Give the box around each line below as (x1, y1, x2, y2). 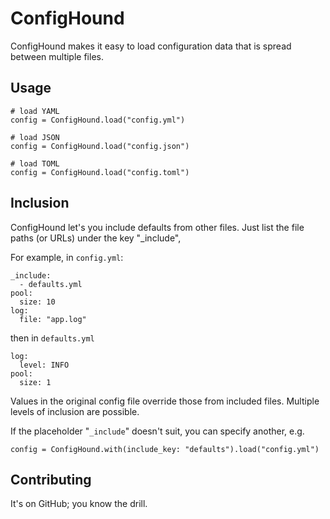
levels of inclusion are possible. (10, 405, 140, 417)
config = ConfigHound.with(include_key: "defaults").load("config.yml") (10, 444, 320, 454)
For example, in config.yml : (10, 251, 124, 263)
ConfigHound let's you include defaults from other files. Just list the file (10, 221, 305, 233)
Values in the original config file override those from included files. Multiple (10, 395, 320, 407)
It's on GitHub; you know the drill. (10, 498, 148, 510)
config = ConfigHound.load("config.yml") (10, 115, 186, 125)
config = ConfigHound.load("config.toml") (10, 167, 190, 177)
